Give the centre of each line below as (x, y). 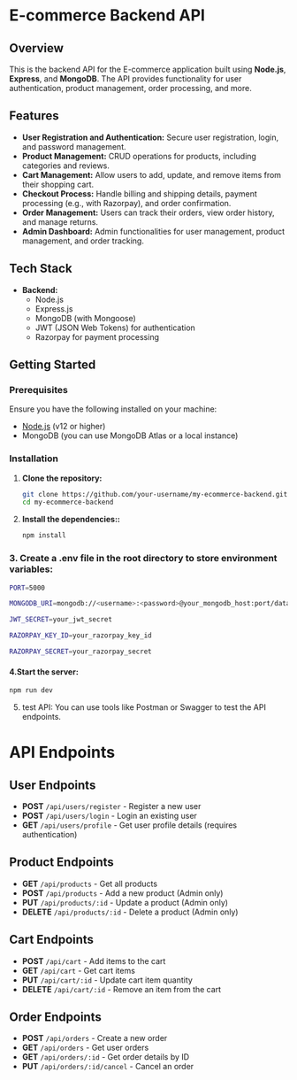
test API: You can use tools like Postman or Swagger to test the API (144, 707)
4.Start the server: (44, 671)
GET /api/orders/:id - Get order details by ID (106, 1057)
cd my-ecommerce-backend (68, 502)
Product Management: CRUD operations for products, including (139, 156)
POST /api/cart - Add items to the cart (94, 960)
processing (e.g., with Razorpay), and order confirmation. (126, 203)
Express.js (54, 309)
